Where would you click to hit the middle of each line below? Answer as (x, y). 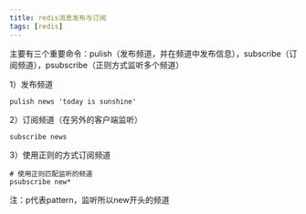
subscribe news (38, 137)
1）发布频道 (31, 84)
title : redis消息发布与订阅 (58, 18)
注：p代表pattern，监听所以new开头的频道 (90, 199)
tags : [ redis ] (37, 26)
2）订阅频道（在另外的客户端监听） (76, 119)
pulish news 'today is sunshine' (73, 101)
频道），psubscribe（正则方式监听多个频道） (100, 65)
